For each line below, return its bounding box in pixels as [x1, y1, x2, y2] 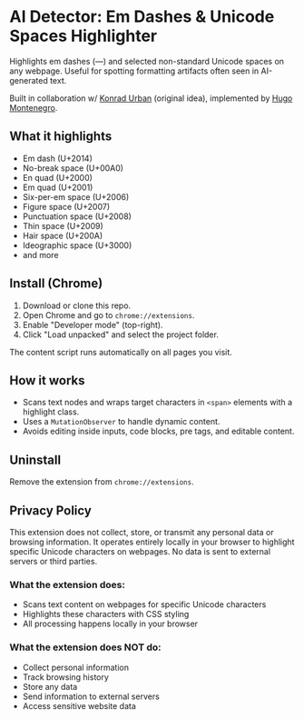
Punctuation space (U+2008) [22, 211, 132, 222]
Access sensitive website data [22, 700, 136, 711]
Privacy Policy [9, 503, 93, 518]
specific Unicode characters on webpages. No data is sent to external [9, 546, 270, 556]
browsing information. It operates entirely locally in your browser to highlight [9, 536, 295, 547]
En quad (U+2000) [22, 172, 93, 183]
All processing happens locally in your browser [22, 618, 198, 629]
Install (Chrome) [9, 275, 103, 292]
